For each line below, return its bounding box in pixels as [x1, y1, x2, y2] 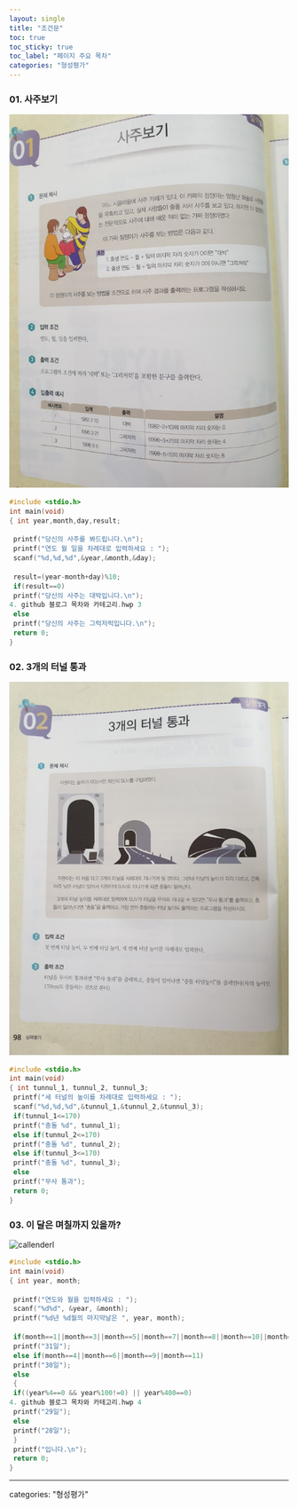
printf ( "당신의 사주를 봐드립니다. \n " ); [12, 535, 145, 544]
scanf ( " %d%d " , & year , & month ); [12, 1305, 129, 1314]
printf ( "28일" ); [12, 1425, 72, 1435]
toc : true [9, 33, 46, 42]
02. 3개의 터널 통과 [9, 660, 87, 673]
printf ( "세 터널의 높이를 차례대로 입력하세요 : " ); [12, 1093, 183, 1102]
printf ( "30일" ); [12, 1361, 72, 1370]
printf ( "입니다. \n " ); [12, 1445, 88, 1454]
